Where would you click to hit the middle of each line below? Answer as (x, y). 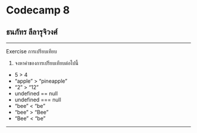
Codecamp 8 (38, 10)
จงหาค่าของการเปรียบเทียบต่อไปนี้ (47, 63)
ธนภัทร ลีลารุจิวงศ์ (32, 32)
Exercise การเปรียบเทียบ (32, 51)
